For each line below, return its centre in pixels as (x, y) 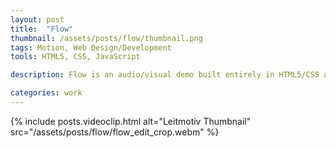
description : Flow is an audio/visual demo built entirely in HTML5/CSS (165, 75)
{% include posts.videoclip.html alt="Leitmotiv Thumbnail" (131, 121)
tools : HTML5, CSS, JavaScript (75, 57)
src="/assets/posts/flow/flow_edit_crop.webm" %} (115, 132)
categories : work (46, 93)
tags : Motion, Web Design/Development (91, 47)
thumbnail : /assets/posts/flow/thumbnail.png (106, 38)
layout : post (37, 19)
